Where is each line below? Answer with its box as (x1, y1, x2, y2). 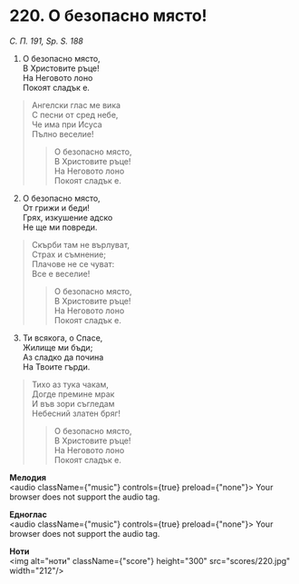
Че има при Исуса (31, 119, 102, 130)
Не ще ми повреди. (22, 222, 98, 233)
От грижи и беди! (22, 202, 91, 213)
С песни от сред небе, (31, 109, 119, 120)
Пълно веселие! (31, 128, 94, 139)
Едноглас (9, 509, 47, 520)
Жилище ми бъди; (22, 341, 93, 352)
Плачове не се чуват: (31, 258, 115, 269)
